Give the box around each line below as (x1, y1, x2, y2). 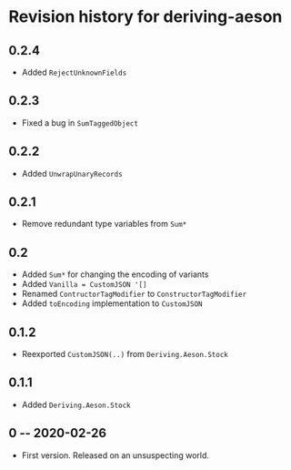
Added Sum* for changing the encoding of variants (21, 269, 209, 280)
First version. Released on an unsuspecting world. (21, 449, 210, 461)
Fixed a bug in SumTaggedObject (21, 117, 138, 128)
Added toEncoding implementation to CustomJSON (21, 298, 203, 309)
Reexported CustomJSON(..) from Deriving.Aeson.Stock (21, 349, 229, 360)
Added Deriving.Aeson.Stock (21, 399, 131, 410)
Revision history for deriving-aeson (8, 6, 283, 27)
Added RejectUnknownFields (21, 66, 127, 77)
